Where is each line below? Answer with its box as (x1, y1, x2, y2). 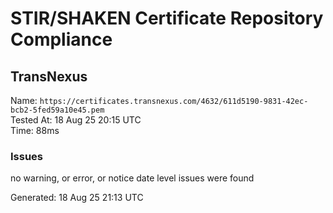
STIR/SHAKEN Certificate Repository (10, 7, 324, 30)
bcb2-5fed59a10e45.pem (10, 105, 105, 115)
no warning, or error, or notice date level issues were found (10, 172, 255, 184)
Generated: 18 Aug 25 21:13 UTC (10, 192, 144, 204)
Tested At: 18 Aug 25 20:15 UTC (10, 114, 142, 126)
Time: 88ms (10, 125, 60, 136)
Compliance (10, 28, 113, 51)
